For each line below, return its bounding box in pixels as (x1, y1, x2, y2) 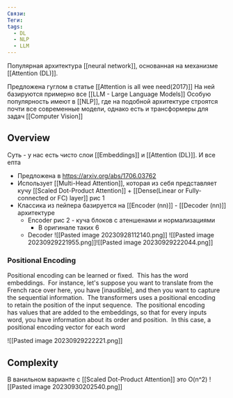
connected (17, 193, 49, 202)
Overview (7, 132, 51, 144)
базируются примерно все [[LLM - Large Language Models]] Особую (7, 90, 211, 98)
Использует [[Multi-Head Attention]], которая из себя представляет (17, 179, 217, 187)
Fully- (185, 186, 202, 195)
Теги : (7, 17, 23, 24)
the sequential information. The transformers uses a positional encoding (7, 294, 216, 302)
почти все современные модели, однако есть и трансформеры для (7, 105, 209, 113)
